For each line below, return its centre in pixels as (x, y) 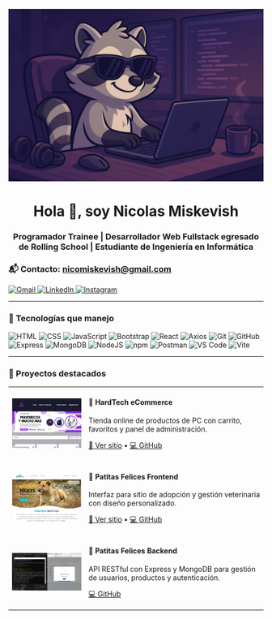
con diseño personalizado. (132, 503)
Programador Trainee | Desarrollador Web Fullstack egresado (136, 237)
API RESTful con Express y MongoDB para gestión (172, 569)
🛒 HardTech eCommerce (131, 402)
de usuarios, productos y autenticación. (154, 578)
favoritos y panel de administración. (148, 429)
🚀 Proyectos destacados (57, 373)
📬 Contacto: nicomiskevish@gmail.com (90, 269)
